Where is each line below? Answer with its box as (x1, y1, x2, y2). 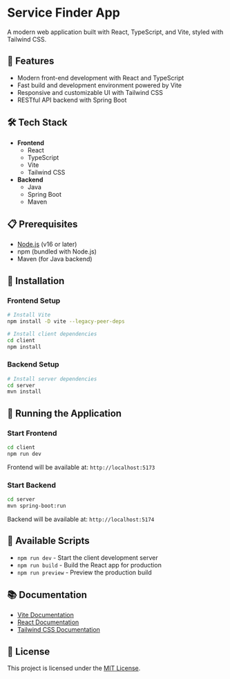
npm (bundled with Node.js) (17, 247, 97, 256)
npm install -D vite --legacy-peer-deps (7, 317, 126, 325)
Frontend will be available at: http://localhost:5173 (7, 463, 155, 471)
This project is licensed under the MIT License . (7, 664, 141, 673)
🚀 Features (7, 55, 55, 67)
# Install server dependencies (7, 376, 97, 382)
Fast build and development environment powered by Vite (17, 81, 182, 89)
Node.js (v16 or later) (17, 240, 77, 249)
